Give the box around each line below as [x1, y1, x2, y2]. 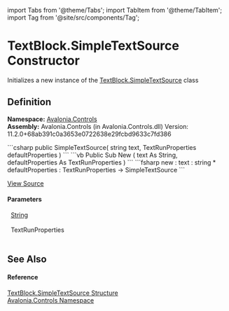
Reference [7, 272, 39, 281]
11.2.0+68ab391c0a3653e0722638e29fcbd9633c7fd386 [7, 130, 172, 138]
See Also [7, 254, 47, 265]
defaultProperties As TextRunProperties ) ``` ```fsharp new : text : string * [7, 158, 216, 167]
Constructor [7, 53, 81, 69]
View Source [7, 179, 44, 188]
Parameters [7, 195, 42, 204]
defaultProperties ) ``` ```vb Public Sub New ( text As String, [7, 151, 178, 159]
